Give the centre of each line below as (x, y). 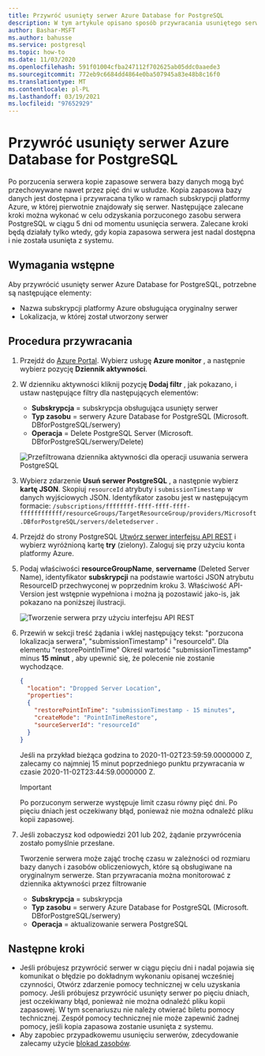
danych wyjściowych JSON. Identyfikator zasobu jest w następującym (134, 497)
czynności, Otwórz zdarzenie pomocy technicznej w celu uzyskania (130, 985)
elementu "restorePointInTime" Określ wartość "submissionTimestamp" (136, 649)
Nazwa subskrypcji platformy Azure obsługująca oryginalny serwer (129, 308)
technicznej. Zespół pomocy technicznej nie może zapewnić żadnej (129, 1018)
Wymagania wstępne (62, 265)
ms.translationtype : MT (47, 81)
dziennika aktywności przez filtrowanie (83, 884)
